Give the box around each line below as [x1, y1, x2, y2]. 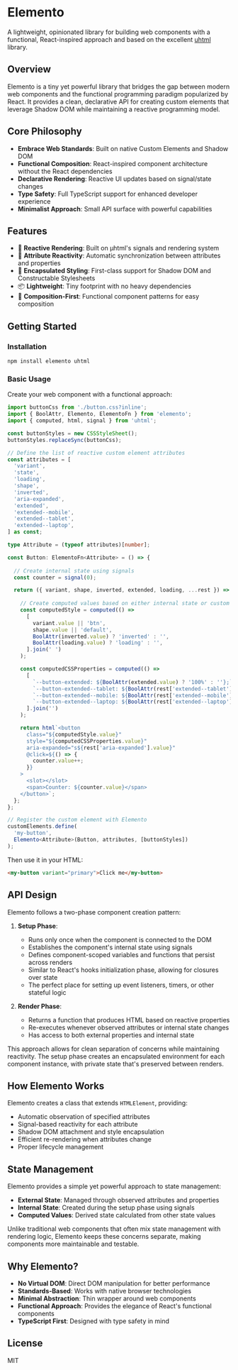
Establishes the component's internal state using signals [28, 943, 193, 951]
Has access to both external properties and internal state [28, 1030, 195, 1039]
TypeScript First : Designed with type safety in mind [17, 1317, 170, 1325]
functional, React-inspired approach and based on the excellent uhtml [7, 35, 211, 43]
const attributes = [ [7, 455, 72, 463]
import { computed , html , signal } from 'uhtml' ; [7, 417, 157, 424]
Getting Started [7, 320, 77, 332]
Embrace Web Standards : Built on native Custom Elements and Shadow [17, 144, 229, 153]
